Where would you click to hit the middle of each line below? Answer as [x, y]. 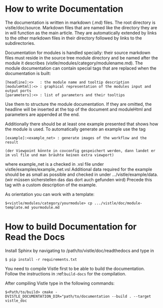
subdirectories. [20, 43]
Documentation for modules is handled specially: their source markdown [78, 53]
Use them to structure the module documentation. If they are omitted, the [78, 104]
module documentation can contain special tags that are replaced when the [81, 68]
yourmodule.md [45, 207]
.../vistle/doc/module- [118, 203]
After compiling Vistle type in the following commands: [60, 283]
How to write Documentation [64, 9]
